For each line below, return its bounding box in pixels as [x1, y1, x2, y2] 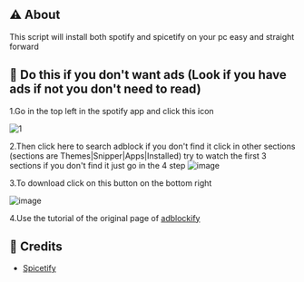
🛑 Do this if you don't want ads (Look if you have [9, 67, 288, 83]
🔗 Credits [9, 239, 64, 255]
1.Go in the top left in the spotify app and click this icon [9, 105, 215, 116]
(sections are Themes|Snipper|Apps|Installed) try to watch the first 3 [9, 150, 267, 161]
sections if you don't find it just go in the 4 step [9, 160, 186, 170]
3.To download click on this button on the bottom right [9, 177, 212, 189]
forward [9, 41, 39, 52]
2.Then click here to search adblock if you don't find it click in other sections [9, 141, 296, 151]
